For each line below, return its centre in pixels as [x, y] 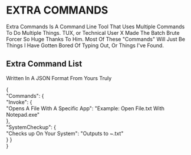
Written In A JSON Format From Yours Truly [59, 78]
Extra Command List [44, 64]
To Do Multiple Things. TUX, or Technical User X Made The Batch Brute [93, 32]
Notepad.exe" [23, 114]
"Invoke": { [19, 102]
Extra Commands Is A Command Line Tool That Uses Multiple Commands [95, 27]
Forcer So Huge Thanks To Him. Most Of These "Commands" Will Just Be [96, 39]
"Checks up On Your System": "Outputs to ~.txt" [65, 133]
